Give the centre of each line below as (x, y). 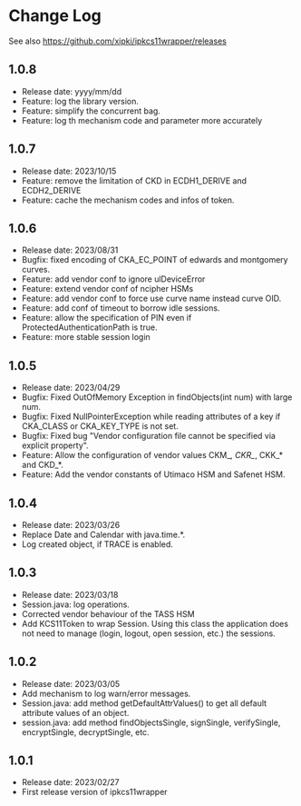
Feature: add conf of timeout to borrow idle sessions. (121, 308)
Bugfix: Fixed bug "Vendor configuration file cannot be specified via (148, 436)
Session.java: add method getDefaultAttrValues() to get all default (144, 703)
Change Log (55, 16)
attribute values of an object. (75, 712)
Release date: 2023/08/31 (70, 250)
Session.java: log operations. (76, 604)
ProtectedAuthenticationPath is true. (89, 327)
